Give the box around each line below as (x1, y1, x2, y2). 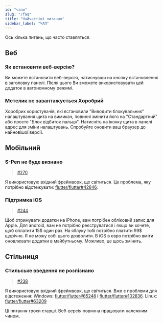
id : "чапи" (5, 7, 27, 12)
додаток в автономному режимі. (5, 85, 73, 91)
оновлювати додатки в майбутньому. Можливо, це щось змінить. (5, 238, 143, 244)
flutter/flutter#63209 (5, 298, 47, 304)
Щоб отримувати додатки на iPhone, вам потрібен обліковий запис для (5, 217, 154, 223)
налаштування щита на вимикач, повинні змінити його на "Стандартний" (5, 114, 158, 119)
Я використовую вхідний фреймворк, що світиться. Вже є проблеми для (5, 288, 157, 294)
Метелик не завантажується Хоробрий (5, 97, 104, 104)
